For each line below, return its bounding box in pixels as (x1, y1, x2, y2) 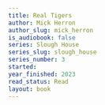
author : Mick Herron (8, 19, 77, 27)
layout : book (8, 84, 51, 93)
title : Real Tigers (8, 11, 73, 20)
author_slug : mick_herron (8, 26, 93, 34)
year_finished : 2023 (8, 70, 77, 78)
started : (8, 63, 37, 71)
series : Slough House (8, 41, 80, 49)
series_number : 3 (8, 56, 66, 64)
